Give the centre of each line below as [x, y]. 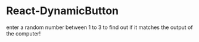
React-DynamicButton [63, 11]
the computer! [24, 33]
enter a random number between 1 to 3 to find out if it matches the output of [99, 27]
